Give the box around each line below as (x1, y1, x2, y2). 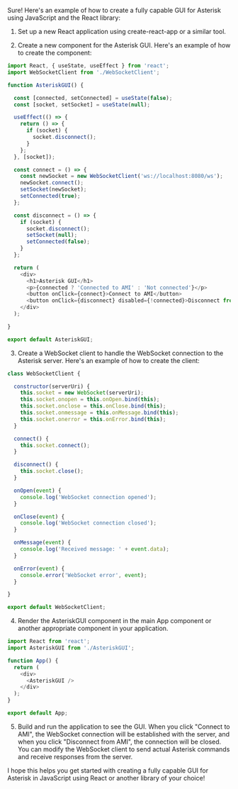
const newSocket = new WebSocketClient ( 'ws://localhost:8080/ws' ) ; (20, 173, 223, 180)
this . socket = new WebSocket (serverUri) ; (20, 389, 144, 396)
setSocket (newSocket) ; (20, 186, 87, 194)
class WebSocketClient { (7, 370, 81, 377)
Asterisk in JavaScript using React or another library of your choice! (7, 773, 205, 782)
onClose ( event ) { (13, 513, 65, 520)
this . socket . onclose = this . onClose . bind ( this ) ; (20, 403, 166, 410)
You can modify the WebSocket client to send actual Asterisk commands (17, 744, 230, 754)
